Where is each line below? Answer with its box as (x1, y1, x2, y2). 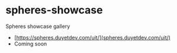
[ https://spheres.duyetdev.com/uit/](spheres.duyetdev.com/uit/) (14, 34, 171, 41)
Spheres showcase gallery (5, 23, 70, 30)
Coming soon (14, 40, 47, 47)
